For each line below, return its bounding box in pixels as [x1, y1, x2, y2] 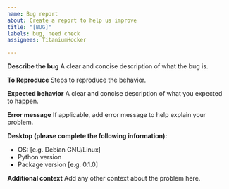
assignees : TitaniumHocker [7, 37, 87, 44]
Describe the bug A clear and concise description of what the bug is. [7, 62, 209, 71]
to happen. [7, 97, 39, 106]
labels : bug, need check [7, 30, 80, 37]
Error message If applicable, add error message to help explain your [7, 111, 206, 119]
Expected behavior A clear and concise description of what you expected [7, 90, 223, 98]
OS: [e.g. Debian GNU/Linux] [17, 145, 101, 154]
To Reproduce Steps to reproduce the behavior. [7, 75, 147, 85]
